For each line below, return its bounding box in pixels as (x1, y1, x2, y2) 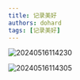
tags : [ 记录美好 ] (8, 26, 61, 34)
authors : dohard (8, 19, 62, 27)
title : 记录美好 (8, 11, 57, 20)
